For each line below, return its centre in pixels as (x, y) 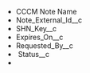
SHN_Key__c (36, 28)
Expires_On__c (39, 37)
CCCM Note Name (46, 12)
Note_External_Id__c (49, 20)
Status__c (34, 54)
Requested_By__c (44, 46)
